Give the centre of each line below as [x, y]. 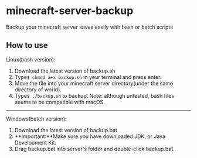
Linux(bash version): [31, 59]
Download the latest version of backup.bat [66, 130]
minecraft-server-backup [70, 11]
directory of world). [38, 90]
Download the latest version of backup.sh [65, 71]
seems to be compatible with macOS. [60, 102]
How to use [27, 45]
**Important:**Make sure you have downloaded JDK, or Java [90, 136]
